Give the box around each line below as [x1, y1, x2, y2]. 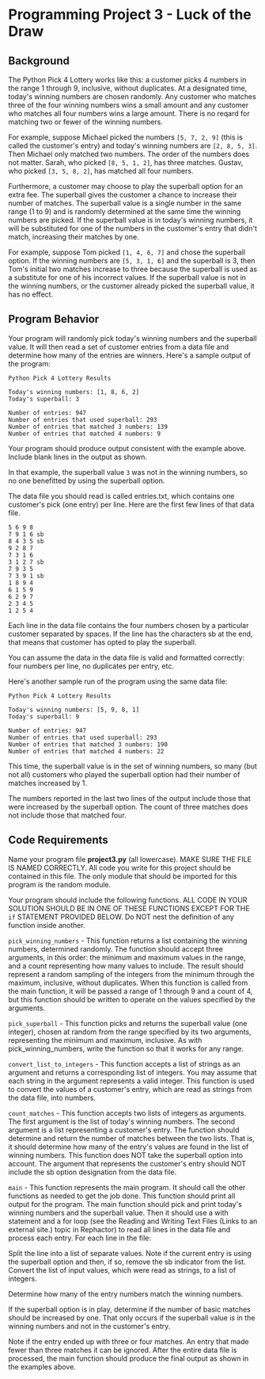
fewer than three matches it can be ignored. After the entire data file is [8, 1345, 237, 1354]
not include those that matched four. [8, 810, 127, 820]
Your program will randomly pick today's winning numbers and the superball [8, 333, 257, 343]
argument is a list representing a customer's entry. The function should [8, 1124, 240, 1135]
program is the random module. [8, 879, 112, 889]
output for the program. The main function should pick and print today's [8, 1199, 243, 1209]
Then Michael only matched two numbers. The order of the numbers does [8, 149, 250, 159]
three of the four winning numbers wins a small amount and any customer [8, 101, 249, 109]
